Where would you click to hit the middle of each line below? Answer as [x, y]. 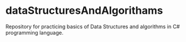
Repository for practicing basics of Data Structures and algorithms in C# [93, 26]
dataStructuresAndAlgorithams [84, 11]
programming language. [35, 32]
